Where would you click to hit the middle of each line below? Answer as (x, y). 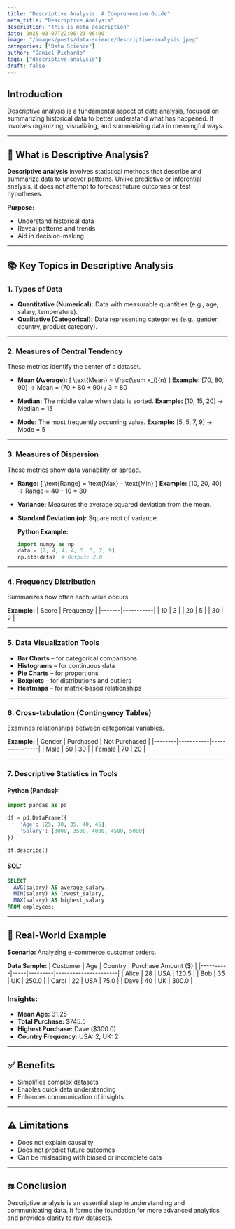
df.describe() (28, 850)
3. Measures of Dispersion (53, 454)
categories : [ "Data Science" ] (51, 46)
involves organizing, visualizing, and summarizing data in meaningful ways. (116, 126)
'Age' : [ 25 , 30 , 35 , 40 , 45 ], (64, 824)
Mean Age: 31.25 (42, 1014)
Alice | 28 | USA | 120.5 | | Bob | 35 (175, 973)
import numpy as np (46, 544)
